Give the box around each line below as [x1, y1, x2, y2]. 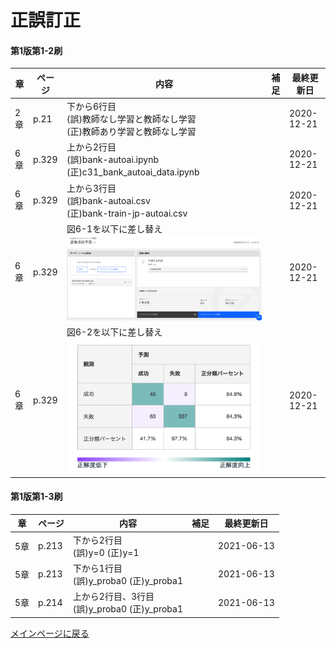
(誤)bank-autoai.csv [66, 194, 151, 206]
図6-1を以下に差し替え [66, 222, 163, 235]
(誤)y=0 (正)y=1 [72, 546, 140, 558]
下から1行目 [72, 562, 123, 574]
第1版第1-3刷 [10, 491, 63, 503]
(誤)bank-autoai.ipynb [66, 154, 160, 166]
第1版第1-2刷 [10, 44, 63, 56]
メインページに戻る [10, 627, 90, 639]
